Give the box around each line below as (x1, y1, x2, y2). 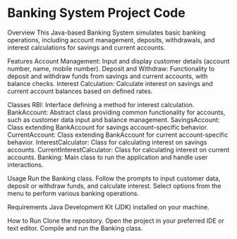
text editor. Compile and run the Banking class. (7, 223, 143, 232)
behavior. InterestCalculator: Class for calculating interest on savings (7, 137, 207, 146)
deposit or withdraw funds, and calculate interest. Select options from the (7, 181, 221, 190)
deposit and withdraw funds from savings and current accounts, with (7, 72, 208, 80)
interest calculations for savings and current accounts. (7, 43, 166, 51)
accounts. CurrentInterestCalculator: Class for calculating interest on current (7, 145, 230, 154)
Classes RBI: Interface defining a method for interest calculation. (7, 100, 195, 109)
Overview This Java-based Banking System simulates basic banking (7, 28, 206, 37)
